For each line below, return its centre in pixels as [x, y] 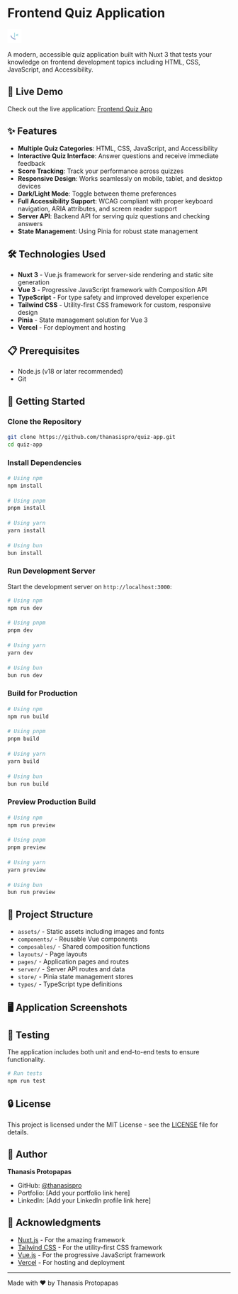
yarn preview [27, 870]
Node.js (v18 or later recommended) [70, 372]
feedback [32, 163]
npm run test [27, 1081]
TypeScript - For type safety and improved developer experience [113, 297]
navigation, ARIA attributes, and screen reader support [97, 208]
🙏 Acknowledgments [54, 1223]
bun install [25, 553]
